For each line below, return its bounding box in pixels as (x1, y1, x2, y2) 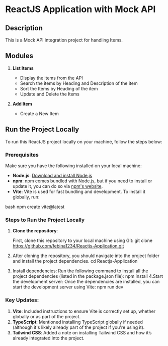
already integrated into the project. (12, 335, 85, 341)
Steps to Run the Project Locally (5, 216, 85, 223)
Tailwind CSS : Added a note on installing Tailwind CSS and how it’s (12, 329, 152, 335)
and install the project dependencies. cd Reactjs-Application (12, 258, 138, 264)
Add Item (12, 101, 33, 107)
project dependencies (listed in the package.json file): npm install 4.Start (12, 273, 163, 279)
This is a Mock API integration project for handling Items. (5, 37, 123, 43)
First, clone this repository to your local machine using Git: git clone (12, 237, 152, 243)
